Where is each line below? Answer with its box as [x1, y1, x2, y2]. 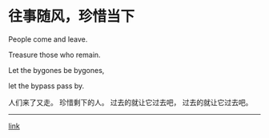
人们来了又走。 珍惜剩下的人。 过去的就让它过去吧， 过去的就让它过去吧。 [8, 97, 253, 107]
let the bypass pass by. [8, 81, 85, 91]
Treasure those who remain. [8, 50, 102, 59]
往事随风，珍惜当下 [8, 7, 135, 26]
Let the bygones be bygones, [8, 65, 105, 75]
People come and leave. [8, 34, 88, 44]
